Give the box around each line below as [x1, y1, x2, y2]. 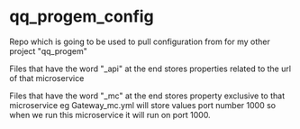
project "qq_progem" [9, 45, 87, 56]
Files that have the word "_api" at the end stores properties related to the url [9, 63, 291, 74]
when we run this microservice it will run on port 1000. [9, 109, 211, 120]
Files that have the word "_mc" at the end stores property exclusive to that [9, 90, 286, 101]
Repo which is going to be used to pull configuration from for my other [9, 36, 270, 47]
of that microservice [9, 72, 85, 83]
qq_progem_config [9, 6, 155, 27]
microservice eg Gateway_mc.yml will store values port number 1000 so [9, 99, 277, 110]
